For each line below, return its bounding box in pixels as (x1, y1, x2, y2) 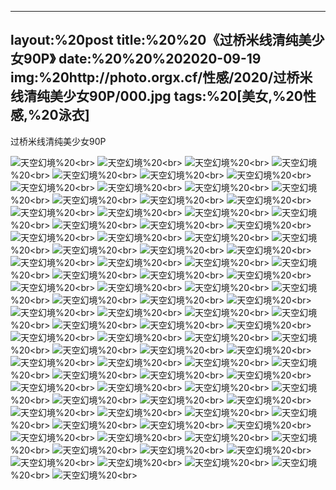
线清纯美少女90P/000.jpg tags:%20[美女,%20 (10, 88, 303, 105)
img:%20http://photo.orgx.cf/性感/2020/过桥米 (10, 69, 313, 86)
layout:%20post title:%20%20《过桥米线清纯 (10, 32, 299, 49)
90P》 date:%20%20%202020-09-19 (23, 51, 262, 68)
